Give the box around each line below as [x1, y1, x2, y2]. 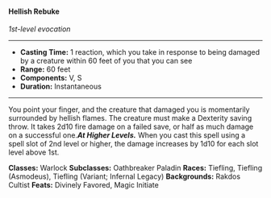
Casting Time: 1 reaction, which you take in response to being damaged [19, 47, 261, 57]
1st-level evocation [8, 24, 71, 34]
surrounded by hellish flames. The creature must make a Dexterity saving [8, 113, 252, 123]
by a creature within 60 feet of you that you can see [19, 56, 193, 66]
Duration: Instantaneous [19, 81, 102, 92]
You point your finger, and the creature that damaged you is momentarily [8, 105, 250, 114]
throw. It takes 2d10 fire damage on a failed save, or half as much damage [8, 122, 254, 132]
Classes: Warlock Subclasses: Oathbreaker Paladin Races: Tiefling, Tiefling [8, 163, 263, 173]
